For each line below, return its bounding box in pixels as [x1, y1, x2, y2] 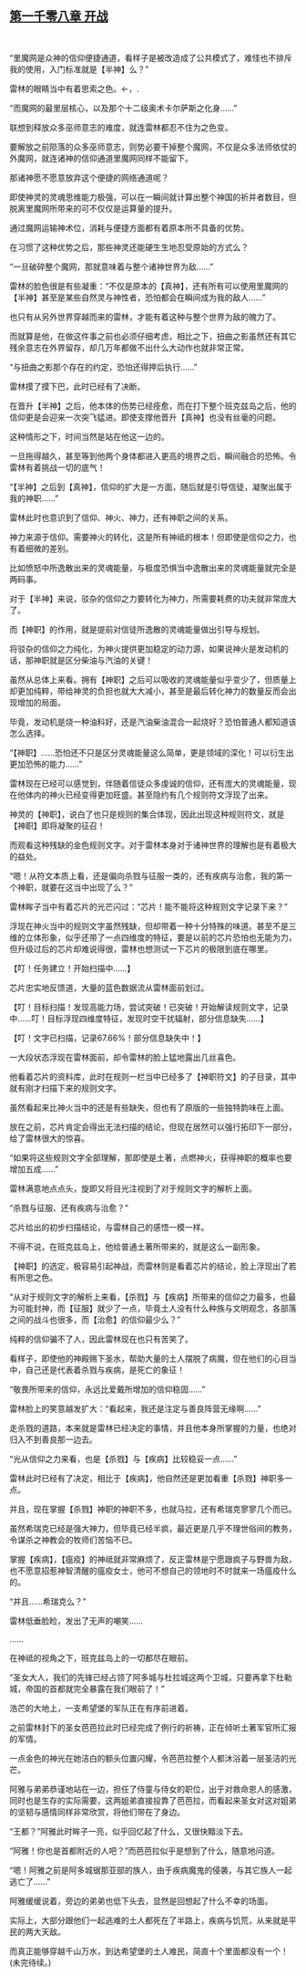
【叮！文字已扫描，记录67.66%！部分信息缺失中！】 [9, 1032, 206, 1043]
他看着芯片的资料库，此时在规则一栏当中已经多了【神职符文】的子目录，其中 [9, 1071, 297, 1082]
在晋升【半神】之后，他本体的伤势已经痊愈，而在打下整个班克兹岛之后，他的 [9, 400, 297, 411]
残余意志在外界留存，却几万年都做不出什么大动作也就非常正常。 [9, 341, 249, 353]
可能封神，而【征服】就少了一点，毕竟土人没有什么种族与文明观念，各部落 [16, 1302, 297, 1313]
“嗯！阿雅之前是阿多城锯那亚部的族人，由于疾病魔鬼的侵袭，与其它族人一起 [9, 1865, 293, 1876]
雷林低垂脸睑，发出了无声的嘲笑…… [9, 1615, 144, 1626]
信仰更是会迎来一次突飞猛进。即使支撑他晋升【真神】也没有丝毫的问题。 [9, 412, 280, 423]
